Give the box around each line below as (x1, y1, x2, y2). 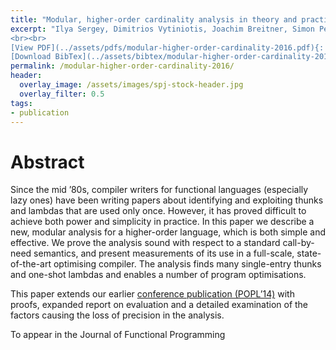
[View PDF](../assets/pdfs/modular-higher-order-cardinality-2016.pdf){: (10, 42, 325, 53)
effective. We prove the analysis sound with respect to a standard (10, 237, 281, 249)
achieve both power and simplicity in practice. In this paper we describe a (10, 216, 315, 228)
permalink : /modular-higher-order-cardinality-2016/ (10, 61, 235, 71)
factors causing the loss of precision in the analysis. (10, 309, 225, 321)
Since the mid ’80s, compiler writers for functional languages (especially (10, 184, 309, 196)
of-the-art (10, 258, 52, 270)
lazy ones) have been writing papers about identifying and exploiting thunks (10, 194, 324, 206)
